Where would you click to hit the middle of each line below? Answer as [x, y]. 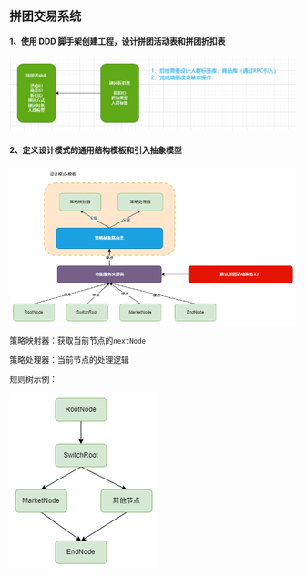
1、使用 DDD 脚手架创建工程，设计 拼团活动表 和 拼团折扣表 [117, 41]
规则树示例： [33, 379]
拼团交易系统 [46, 16]
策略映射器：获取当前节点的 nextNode [78, 340]
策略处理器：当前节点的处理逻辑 [69, 359]
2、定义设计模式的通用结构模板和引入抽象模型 [96, 149]
